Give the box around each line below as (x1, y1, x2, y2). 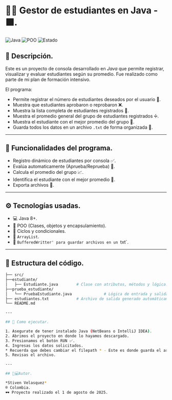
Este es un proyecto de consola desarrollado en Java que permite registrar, (5, 65, 165, 71)
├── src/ (5, 272, 24, 277)
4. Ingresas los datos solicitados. (5, 343, 83, 348)
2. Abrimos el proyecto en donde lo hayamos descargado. (5, 333, 130, 338)
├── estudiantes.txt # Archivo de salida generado (5, 296, 141, 302)
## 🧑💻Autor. (5, 371, 32, 376)
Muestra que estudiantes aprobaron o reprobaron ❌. (12, 102, 123, 108)
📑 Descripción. (5, 52, 54, 61)
